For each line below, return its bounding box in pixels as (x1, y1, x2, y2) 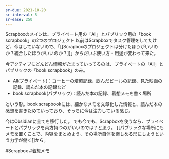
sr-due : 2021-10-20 (5, 7, 46, 13)
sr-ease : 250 (5, 17, 33, 22)
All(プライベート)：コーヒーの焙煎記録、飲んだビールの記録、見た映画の (12, 78, 163, 84)
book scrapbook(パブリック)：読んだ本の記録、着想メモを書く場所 (12, 90, 152, 96)
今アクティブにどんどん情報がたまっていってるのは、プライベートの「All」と (5, 61, 164, 67)
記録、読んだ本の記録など (12, 84, 66, 90)
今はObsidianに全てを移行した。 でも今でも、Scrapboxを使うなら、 (5, 118, 146, 124)
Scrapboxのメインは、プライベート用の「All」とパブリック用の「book (5, 31, 151, 37)
